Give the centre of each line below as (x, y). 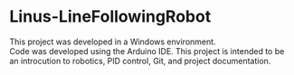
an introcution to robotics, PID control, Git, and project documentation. (140, 61)
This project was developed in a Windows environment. (113, 42)
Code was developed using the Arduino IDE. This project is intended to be (147, 51)
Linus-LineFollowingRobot (110, 17)
